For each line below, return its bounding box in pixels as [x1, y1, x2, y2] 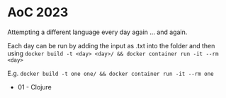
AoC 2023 [7, 4, 69, 21]
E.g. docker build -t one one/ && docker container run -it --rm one [7, 69, 214, 77]
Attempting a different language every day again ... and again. [7, 28, 188, 36]
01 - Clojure [17, 82, 52, 91]
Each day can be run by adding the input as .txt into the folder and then [7, 41, 215, 50]
